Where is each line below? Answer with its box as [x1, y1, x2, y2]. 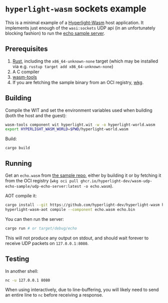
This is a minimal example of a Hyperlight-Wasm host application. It [5, 20, 144, 26]
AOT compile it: [5, 193, 37, 199]
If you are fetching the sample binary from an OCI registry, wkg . [12, 79, 144, 85]
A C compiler [12, 69, 39, 75]
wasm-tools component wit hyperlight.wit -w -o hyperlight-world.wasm [5, 122, 155, 127]
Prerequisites [5, 45, 48, 53]
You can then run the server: [5, 216, 64, 222]
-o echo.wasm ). [83, 183, 113, 189]
